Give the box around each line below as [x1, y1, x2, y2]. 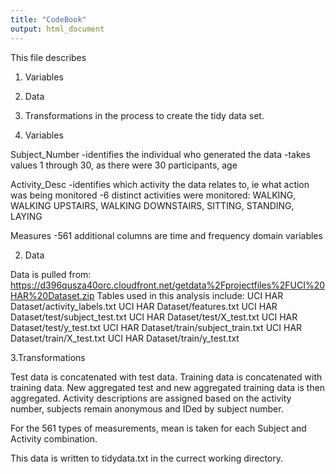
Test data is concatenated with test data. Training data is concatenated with [10, 371, 323, 383]
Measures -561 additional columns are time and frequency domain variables [10, 229, 323, 241]
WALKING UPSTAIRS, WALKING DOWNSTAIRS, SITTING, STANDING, [10, 199, 295, 211]
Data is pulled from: [10, 268, 92, 280]
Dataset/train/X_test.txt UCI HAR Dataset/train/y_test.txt [10, 332, 240, 344]
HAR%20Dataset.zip [10, 289, 95, 301]
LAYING [10, 210, 43, 222]
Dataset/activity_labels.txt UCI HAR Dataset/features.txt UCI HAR [10, 300, 278, 312]
